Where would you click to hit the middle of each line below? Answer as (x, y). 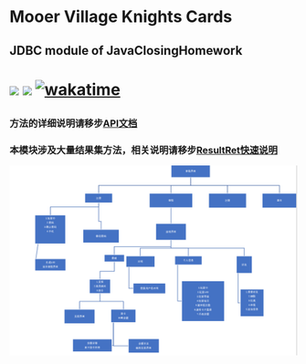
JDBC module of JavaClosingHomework (126, 51)
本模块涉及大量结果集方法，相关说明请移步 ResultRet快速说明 (144, 151)
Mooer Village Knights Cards (121, 17)
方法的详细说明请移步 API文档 (74, 123)
